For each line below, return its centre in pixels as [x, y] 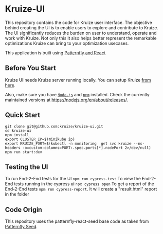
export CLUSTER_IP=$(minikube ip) [40, 139]
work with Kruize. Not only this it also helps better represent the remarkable [81, 38]
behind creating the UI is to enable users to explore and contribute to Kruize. [82, 27]
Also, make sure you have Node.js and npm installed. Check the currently [77, 94]
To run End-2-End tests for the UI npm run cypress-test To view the [73, 179]
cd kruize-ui [18, 130]
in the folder [17, 194]
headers [13, 148]
